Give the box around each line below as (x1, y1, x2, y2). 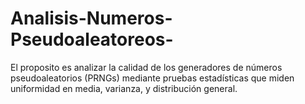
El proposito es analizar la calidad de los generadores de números (10, 61, 283, 73)
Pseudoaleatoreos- (10, 28, 174, 51)
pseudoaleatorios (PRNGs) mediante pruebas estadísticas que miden (10, 72, 295, 84)
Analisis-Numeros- (10, 7, 173, 30)
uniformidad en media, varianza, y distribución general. (10, 82, 238, 94)
